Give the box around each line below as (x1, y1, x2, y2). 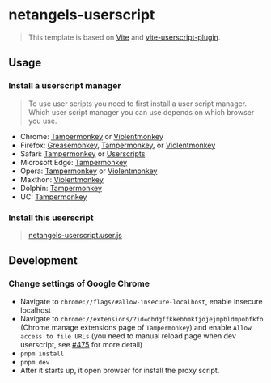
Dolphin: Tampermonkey (19, 183, 103, 193)
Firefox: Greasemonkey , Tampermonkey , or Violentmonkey (19, 140, 216, 150)
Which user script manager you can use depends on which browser (28, 107, 255, 117)
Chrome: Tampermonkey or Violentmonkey (19, 131, 164, 141)
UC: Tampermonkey (19, 192, 87, 202)
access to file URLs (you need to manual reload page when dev (19, 330, 237, 341)
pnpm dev (19, 358, 50, 366)
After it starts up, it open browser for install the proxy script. (19, 365, 220, 375)
